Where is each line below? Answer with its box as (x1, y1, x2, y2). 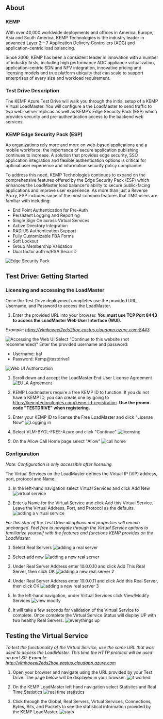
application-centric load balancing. (5, 45, 76, 51)
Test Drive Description (5, 87, 60, 94)
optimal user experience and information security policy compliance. (5, 163, 143, 169)
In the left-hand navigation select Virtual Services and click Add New (12, 485, 150, 491)
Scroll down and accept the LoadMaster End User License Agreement (12, 375, 152, 380)
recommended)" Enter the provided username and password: (5, 341, 129, 347)
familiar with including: (5, 198, 51, 204)
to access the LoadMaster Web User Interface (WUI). (12, 317, 122, 323)
